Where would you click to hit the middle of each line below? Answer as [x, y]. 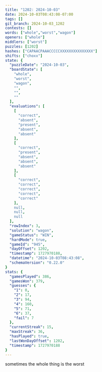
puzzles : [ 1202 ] [22, 46]
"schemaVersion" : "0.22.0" [37, 263]
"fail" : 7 [24, 318]
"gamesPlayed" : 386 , [30, 277]
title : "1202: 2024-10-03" [33, 10]
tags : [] [14, 19]
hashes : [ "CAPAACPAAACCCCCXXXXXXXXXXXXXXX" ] [51, 51]
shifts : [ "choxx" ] [24, 56]
